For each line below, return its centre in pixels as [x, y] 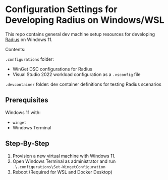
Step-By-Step [27, 144]
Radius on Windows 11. [29, 40]
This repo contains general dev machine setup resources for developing [80, 34]
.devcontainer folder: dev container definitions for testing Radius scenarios [83, 84]
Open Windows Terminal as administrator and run [64, 161]
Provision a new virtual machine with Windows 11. [64, 156]
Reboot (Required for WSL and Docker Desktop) [62, 172]
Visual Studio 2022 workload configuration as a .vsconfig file [76, 74]
